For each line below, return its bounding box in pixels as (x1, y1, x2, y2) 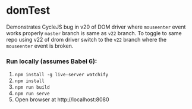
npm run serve (14, 91, 50, 97)
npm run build (14, 85, 50, 91)
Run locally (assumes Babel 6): (6, 57, 97, 66)
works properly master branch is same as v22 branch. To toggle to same (6, 29, 182, 36)
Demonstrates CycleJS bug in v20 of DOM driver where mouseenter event (6, 23, 186, 30)
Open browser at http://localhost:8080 (14, 96, 109, 103)
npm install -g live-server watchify (14, 72, 109, 78)
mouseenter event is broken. (6, 42, 74, 49)
